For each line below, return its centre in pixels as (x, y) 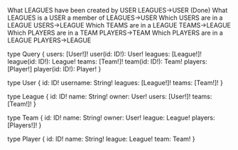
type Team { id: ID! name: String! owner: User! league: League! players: (111, 117)
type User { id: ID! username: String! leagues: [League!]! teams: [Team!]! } (115, 83)
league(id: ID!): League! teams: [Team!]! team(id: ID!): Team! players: (107, 62)
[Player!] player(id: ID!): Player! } (54, 69)
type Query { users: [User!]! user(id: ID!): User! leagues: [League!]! (105, 54)
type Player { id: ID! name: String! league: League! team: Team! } (101, 139)
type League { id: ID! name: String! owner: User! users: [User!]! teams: (110, 96)
